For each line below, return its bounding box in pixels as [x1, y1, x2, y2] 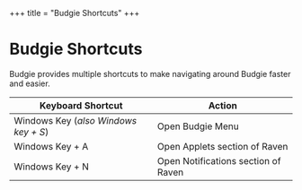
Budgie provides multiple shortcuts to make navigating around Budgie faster [9, 68, 291, 79]
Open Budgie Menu [156, 120, 240, 133]
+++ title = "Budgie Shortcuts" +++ [9, 8, 140, 18]
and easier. [9, 78, 51, 89]
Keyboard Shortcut [39, 99, 123, 111]
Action [208, 99, 238, 111]
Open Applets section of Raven [156, 140, 289, 152]
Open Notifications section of [156, 154, 281, 167]
